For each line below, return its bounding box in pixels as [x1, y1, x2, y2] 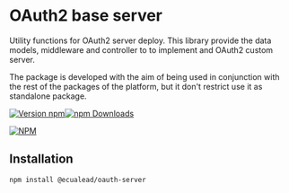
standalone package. [9, 91, 87, 101]
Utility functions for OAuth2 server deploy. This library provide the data [9, 35, 272, 46]
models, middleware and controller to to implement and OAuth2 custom [9, 44, 274, 55]
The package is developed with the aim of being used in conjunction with [9, 71, 280, 82]
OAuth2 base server [9, 5, 163, 26]
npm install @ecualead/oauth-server [9, 175, 146, 184]
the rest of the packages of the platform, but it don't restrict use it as [9, 81, 263, 92]
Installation [9, 152, 74, 167]
